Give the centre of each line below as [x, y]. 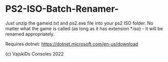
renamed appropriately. [30, 34]
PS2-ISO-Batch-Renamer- [62, 9]
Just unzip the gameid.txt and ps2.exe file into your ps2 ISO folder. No [79, 23]
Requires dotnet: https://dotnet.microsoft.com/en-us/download [72, 44]
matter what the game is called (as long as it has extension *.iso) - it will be [84, 28]
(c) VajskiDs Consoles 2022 [35, 54]
